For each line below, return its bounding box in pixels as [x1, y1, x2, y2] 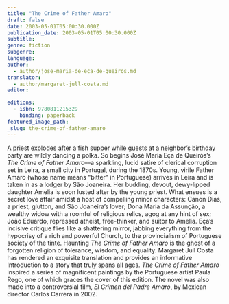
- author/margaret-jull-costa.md [13, 80, 109, 87]
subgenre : [7, 49, 36, 56]
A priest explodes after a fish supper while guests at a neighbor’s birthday [7, 144, 216, 152]
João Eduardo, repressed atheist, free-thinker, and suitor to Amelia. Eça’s [7, 217, 214, 225]
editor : [7, 87, 29, 94]
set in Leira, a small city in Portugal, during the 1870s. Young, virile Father [7, 166, 215, 174]
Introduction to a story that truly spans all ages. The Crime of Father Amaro [7, 261, 219, 269]
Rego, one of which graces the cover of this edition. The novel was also [7, 275, 210, 283]
